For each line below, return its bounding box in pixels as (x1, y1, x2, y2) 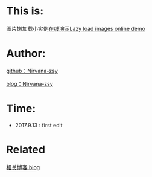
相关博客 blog (6, 163, 40, 170)
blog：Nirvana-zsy (6, 80, 53, 87)
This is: (6, 4, 44, 18)
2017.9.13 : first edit (14, 121, 63, 129)
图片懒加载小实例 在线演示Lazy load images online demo (6, 25, 146, 32)
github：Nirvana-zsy (6, 67, 59, 74)
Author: (6, 47, 46, 60)
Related (6, 143, 45, 156)
